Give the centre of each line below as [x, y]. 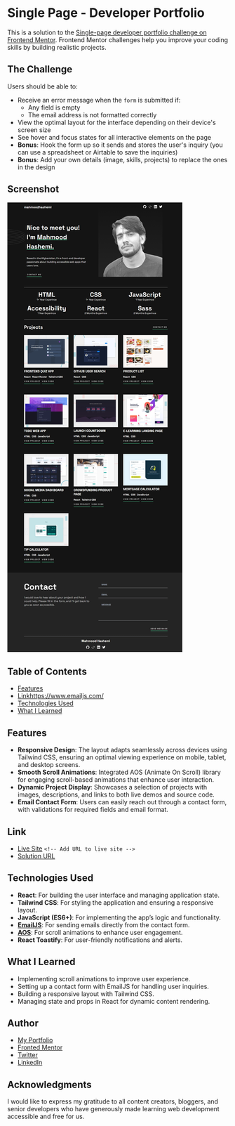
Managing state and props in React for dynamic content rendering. [114, 1001]
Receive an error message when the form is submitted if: [99, 100]
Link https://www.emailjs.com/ [60, 696]
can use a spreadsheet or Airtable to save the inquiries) [98, 152]
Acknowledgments [50, 1084]
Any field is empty [54, 107]
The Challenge [40, 69]
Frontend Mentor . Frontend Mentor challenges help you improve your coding [118, 39]
